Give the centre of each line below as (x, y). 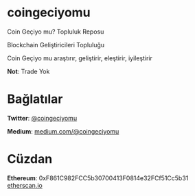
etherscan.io (25, 185)
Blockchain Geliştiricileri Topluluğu (56, 45)
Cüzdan (30, 159)
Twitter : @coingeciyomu (42, 118)
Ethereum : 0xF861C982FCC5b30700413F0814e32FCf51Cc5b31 (98, 178)
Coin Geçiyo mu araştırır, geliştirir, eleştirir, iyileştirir (80, 58)
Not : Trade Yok (28, 71)
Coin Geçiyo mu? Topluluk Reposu (56, 32)
